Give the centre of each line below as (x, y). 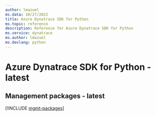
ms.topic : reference (27, 24)
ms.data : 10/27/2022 (27, 14)
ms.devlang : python (26, 42)
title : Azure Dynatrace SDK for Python (47, 19)
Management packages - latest (55, 96)
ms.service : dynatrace (29, 33)
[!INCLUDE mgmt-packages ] (35, 108)
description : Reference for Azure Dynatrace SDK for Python (69, 28)
